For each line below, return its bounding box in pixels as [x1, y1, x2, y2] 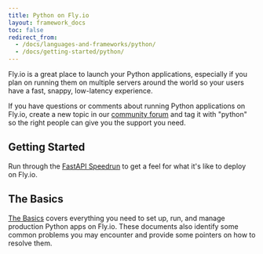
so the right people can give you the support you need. [8, 118, 186, 127]
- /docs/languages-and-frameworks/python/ [15, 41, 156, 49]
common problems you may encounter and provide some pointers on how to [8, 230, 256, 239]
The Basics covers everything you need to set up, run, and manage [8, 213, 225, 223]
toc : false [8, 26, 44, 34]
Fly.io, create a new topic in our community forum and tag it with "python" [8, 110, 247, 118]
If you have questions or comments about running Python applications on [8, 101, 246, 111]
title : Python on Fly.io [8, 11, 89, 20]
